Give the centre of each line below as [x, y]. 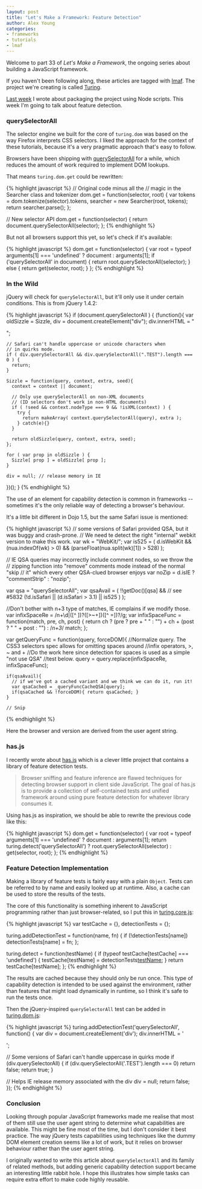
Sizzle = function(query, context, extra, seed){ [70, 381]
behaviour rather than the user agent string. [61, 1149]
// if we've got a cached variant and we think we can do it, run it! [102, 682]
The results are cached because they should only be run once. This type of [100, 978]
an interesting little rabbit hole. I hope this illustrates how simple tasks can [98, 1173]
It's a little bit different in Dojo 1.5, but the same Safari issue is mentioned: [97, 517]
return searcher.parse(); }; [39, 208]
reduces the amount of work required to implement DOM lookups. [88, 165]
